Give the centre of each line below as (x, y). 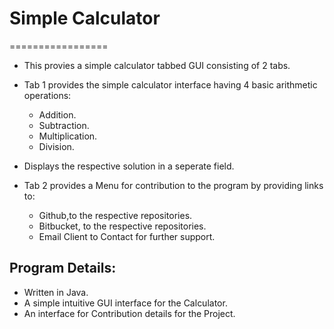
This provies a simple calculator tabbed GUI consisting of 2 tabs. (157, 65)
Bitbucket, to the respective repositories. (122, 226)
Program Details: (63, 268)
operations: (47, 95)
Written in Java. (56, 292)
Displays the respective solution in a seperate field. (129, 166)
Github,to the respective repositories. (115, 215)
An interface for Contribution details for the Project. (129, 313)
